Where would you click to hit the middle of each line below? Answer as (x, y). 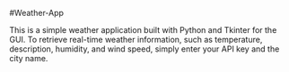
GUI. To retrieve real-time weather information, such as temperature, (136, 40)
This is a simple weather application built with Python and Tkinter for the (143, 30)
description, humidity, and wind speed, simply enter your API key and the (144, 49)
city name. (29, 58)
